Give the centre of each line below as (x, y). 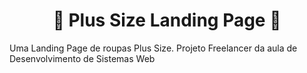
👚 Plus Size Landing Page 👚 (167, 20)
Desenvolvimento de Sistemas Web (82, 58)
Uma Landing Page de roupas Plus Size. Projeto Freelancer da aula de (153, 48)
